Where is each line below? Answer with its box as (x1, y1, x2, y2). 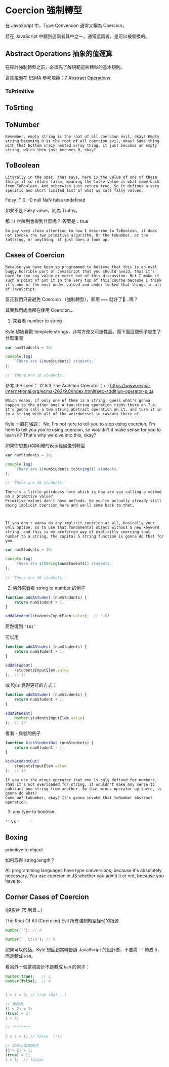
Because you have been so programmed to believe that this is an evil (5, 264, 157, 270)
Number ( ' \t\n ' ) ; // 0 (5, 937, 56, 942)
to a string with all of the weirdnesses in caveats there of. (5, 411, 142, 416)
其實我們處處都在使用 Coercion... (5, 307, 74, 313)
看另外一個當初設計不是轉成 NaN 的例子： (5, 964, 90, 970)
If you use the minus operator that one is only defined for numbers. (5, 777, 157, 782)
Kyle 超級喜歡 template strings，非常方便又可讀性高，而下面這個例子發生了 (5, 328, 161, 335)
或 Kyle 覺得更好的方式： (5, 682, 57, 688)
